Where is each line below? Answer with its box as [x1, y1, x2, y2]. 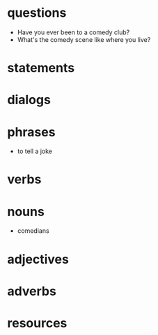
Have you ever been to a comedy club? [17, 28, 130, 36]
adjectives [7, 251, 70, 267]
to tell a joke [17, 147, 53, 155]
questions [7, 5, 67, 21]
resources [7, 315, 68, 331]
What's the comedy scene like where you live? [17, 35, 151, 43]
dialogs [7, 92, 51, 108]
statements [7, 60, 75, 76]
